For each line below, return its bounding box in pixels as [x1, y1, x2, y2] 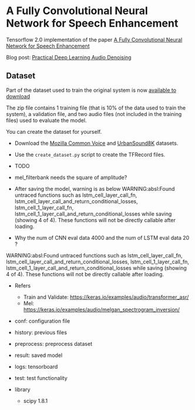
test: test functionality [14, 374, 68, 381]
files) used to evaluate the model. [6, 117, 87, 124]
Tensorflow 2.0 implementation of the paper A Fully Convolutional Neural [6, 36, 183, 43]
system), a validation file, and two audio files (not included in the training [6, 110, 182, 117]
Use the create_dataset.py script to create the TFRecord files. [14, 151, 166, 158]
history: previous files [14, 329, 68, 336]
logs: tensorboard [14, 363, 58, 370]
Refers [14, 282, 31, 289]
